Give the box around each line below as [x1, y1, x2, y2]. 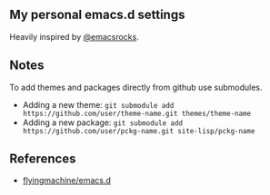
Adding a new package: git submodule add [22, 117, 184, 128]
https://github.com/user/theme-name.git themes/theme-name [22, 109, 252, 118]
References [9, 151, 76, 167]
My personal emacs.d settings [9, 7, 185, 23]
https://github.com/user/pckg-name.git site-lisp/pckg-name [22, 126, 255, 135]
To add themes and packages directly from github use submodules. [9, 82, 263, 93]
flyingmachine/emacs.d [22, 175, 112, 186]
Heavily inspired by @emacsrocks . [9, 31, 139, 42]
